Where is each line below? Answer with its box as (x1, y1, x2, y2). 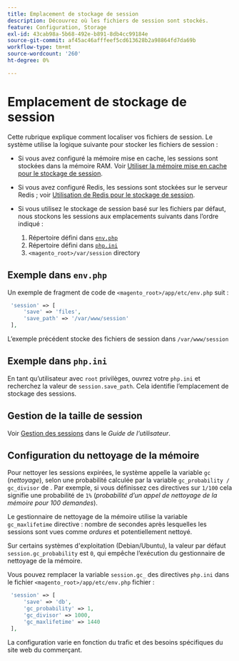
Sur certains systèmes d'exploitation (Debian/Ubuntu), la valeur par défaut (7, 541, 226, 550)
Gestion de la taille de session (7, 410, 143, 422)
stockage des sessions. (7, 389, 77, 398)
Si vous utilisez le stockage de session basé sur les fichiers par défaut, (17, 204, 226, 212)
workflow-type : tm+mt (7, 43, 72, 51)
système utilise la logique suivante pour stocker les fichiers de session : (7, 140, 218, 148)
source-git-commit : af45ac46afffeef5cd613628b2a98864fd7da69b (7, 37, 196, 44)
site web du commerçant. (7, 645, 82, 654)
